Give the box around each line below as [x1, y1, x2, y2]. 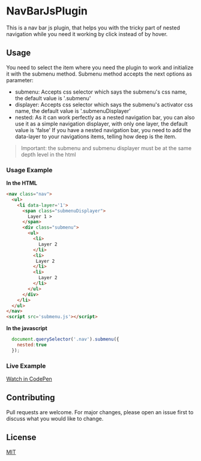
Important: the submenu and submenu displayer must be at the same [20, 144, 192, 151]
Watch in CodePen [6, 375, 52, 382]
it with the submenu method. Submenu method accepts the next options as [6, 70, 192, 77]
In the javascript [6, 325, 48, 332]
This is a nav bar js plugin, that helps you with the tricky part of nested [6, 24, 180, 31]
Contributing [6, 393, 55, 403]
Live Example [6, 361, 46, 370]
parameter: [6, 76, 34, 83]
